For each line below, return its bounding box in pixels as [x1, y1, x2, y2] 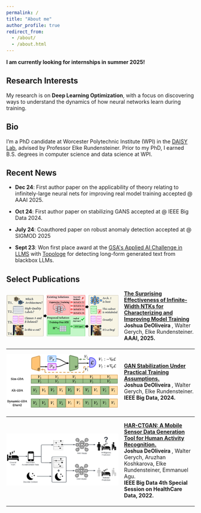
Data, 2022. [124, 491, 154, 499]
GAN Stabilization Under [124, 362, 186, 369]
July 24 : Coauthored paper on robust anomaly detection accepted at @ [14, 226, 192, 233]
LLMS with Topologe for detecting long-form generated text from [14, 251, 176, 258]
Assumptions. [124, 375, 160, 382]
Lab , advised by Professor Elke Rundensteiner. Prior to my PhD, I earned [6, 144, 184, 151]
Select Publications [6, 274, 80, 284]
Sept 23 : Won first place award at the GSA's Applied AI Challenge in [14, 244, 182, 251]
